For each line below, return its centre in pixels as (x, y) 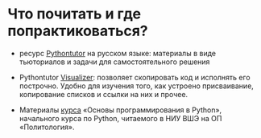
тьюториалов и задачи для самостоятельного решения (114, 62)
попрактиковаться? (78, 31)
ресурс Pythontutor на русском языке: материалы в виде (118, 53)
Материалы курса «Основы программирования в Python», (120, 110)
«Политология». (47, 127)
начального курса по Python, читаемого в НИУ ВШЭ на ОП (120, 118)
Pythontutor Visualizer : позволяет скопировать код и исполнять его (135, 77)
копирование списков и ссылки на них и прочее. (104, 94)
